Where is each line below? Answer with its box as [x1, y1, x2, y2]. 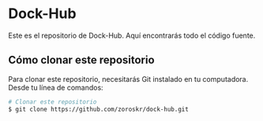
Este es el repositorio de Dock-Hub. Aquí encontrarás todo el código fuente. [8, 31, 256, 40]
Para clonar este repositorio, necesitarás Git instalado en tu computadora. [8, 74, 249, 83]
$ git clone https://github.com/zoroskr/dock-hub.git [8, 105, 190, 113]
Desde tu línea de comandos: [8, 82, 104, 92]
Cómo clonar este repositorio [8, 53, 156, 67]
